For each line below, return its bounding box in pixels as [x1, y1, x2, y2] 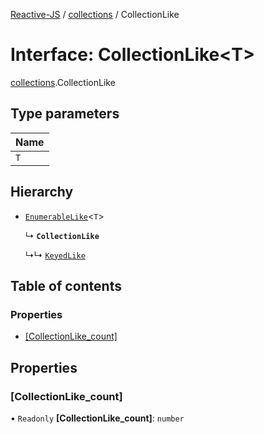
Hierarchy [10, 184, 74, 201]
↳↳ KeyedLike [24, 249, 86, 261]
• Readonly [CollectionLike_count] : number [10, 412, 185, 424]
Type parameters [10, 105, 120, 123]
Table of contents [10, 277, 122, 294]
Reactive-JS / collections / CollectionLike [10, 9, 180, 20]
